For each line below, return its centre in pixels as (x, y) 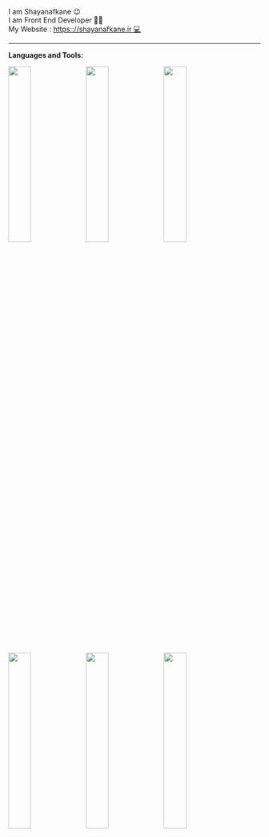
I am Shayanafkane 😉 (45, 12)
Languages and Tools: (46, 55)
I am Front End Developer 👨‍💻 (56, 20)
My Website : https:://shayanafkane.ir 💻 (75, 29)
